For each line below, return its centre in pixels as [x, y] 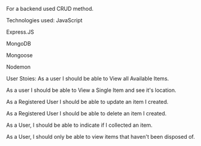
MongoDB [19, 44]
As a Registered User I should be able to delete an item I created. [86, 113]
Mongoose [19, 55]
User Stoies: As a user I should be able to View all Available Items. [88, 78]
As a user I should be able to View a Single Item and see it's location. [91, 90]
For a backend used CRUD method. [50, 9]
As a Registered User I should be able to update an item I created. [88, 102]
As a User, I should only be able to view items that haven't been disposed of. [100, 137]
